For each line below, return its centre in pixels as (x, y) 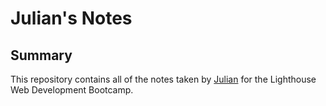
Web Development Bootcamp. (72, 90)
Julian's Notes (71, 18)
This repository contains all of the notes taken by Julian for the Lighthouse (163, 79)
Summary (41, 55)
